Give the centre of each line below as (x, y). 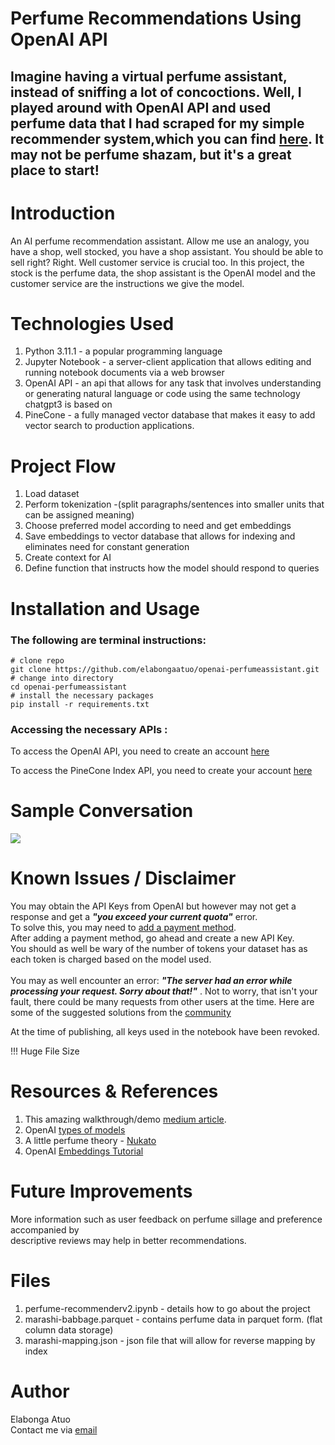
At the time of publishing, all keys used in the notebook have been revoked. (165, 1032)
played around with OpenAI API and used (141, 107)
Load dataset (52, 494)
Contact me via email (54, 1429)
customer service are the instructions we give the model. (127, 283)
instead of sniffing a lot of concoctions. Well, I (156, 92)
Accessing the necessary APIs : (89, 729)
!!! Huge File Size (45, 1051)
